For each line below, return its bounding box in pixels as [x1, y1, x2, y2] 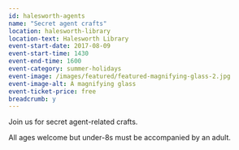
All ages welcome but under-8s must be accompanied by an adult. [8, 133, 232, 143]
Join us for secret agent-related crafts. [8, 117, 138, 126]
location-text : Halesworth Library [8, 34, 129, 43]
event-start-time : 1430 [8, 49, 89, 58]
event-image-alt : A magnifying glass [8, 79, 137, 88]
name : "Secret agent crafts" [8, 19, 107, 28]
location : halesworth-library [8, 27, 111, 35]
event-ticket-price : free [8, 87, 96, 96]
